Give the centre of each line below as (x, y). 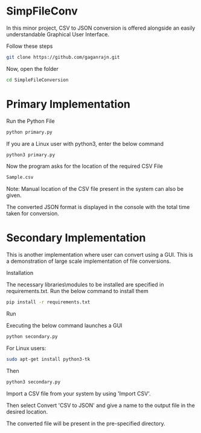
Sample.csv (20, 177)
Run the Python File (31, 121)
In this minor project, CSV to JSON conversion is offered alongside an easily (101, 28)
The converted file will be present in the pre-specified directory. (86, 423)
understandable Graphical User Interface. (58, 34)
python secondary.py (32, 337)
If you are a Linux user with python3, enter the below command (85, 144)
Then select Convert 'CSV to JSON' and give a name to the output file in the (101, 405)
